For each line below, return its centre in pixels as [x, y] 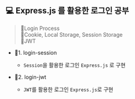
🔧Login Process [40, 28]
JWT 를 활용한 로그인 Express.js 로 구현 [68, 89]
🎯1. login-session [36, 52]
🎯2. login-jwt [30, 77]
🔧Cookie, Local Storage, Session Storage [71, 34]
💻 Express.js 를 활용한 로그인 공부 [67, 11]
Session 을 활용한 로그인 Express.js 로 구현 [74, 65]
